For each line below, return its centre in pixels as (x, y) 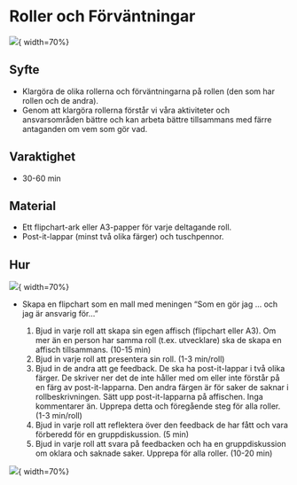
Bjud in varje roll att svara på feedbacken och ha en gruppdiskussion (160, 444)
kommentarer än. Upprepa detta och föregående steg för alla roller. (158, 406)
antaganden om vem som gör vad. (85, 129)
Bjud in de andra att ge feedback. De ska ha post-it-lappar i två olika (160, 369)
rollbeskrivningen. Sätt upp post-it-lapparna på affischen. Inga (149, 397)
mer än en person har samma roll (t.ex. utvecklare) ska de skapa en (158, 340)
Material (32, 206)
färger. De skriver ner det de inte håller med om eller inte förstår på (157, 378)
